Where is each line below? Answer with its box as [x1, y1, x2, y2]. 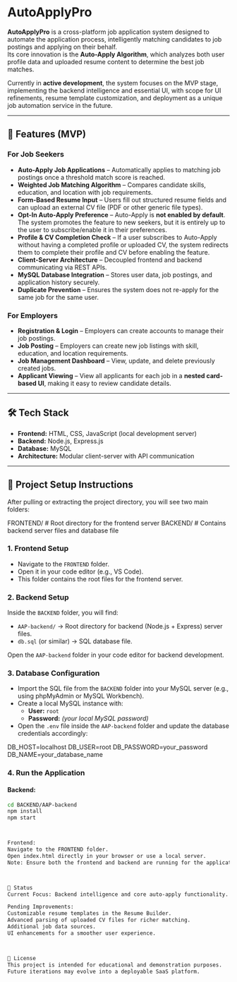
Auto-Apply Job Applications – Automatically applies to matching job [17, 165, 221, 174]
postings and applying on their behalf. [7, 42, 118, 51]
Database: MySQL [17, 444, 72, 452]
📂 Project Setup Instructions [7, 479, 134, 491]
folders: [7, 505, 30, 514]
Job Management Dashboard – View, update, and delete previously [17, 356, 215, 365]
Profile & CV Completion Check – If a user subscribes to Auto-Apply [17, 233, 217, 241]
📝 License [7, 954, 37, 962]
